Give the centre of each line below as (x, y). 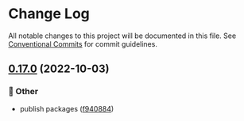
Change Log (49, 14)
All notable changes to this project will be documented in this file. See (122, 36)
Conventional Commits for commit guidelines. (83, 43)
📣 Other (23, 92)
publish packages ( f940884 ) (67, 108)
